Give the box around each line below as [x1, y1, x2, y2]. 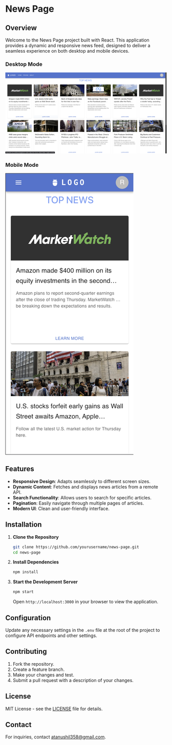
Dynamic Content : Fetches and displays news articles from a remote [12, 484, 159, 490]
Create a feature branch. [12, 666, 65, 672]
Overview [5, 24, 37, 32]
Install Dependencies [12, 559, 59, 565]
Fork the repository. [12, 661, 55, 667]
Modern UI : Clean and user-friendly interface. [12, 505, 110, 512]
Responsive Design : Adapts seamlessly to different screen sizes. [12, 478, 151, 484]
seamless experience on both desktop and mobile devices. [5, 48, 130, 54]
